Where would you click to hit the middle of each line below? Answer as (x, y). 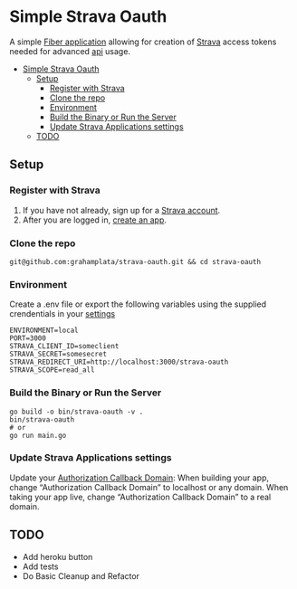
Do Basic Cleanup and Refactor (81, 575)
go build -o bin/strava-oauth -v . (77, 412)
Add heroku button (57, 556)
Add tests (40, 566)
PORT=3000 (28, 338)
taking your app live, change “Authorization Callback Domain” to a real (140, 497)
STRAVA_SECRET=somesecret (58, 355)
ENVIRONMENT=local (44, 331)
